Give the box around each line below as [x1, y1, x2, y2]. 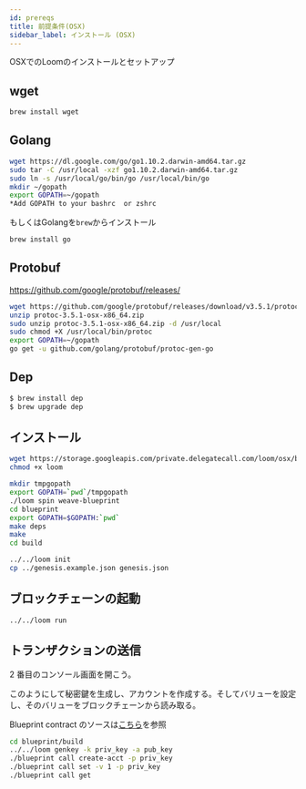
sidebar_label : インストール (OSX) [9, 30, 137, 39]
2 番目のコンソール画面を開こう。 [9, 669, 137, 680]
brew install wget [9, 108, 79, 117]
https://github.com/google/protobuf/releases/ [9, 284, 180, 295]
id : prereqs [9, 13, 55, 23]
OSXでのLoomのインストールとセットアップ [9, 56, 175, 67]
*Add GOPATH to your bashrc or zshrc [9, 200, 157, 209]
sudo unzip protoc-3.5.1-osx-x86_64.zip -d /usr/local [9, 319, 222, 328]
